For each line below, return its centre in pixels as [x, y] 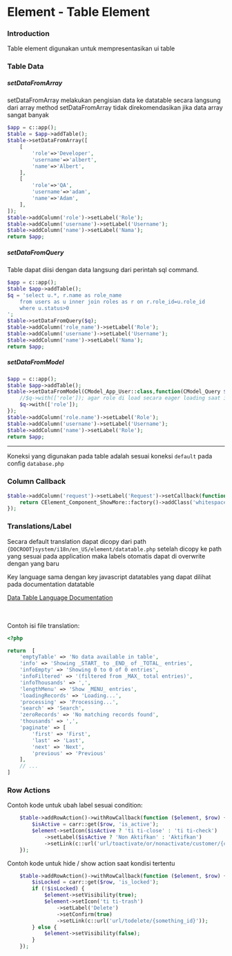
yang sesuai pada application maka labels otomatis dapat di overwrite [106, 556]
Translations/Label [39, 527]
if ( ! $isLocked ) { [58, 889]
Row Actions [29, 790]
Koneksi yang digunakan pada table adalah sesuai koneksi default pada [110, 456]
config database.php [36, 464]
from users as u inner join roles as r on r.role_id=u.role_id [113, 302]
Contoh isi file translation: [43, 625]
